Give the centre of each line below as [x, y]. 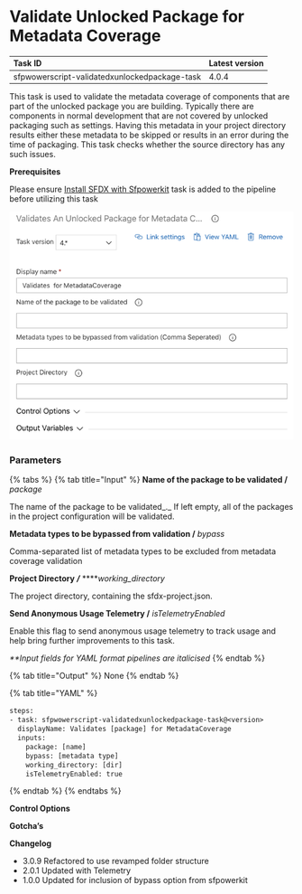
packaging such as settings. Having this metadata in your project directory [148, 126]
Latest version [236, 63]
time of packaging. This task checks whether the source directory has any [147, 145]
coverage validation [46, 560]
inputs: [32, 738]
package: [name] [56, 747]
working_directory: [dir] [74, 765]
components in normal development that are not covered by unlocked [139, 116]
